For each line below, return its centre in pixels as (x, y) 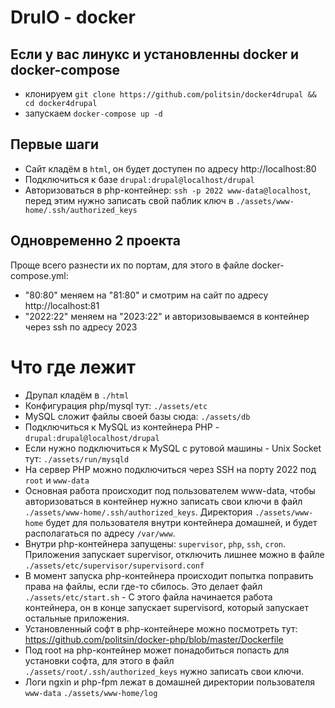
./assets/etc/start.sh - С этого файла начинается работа (148, 597)
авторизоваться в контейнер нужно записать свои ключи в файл (163, 501)
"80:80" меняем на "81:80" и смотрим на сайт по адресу (146, 295)
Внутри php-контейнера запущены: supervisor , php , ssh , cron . (155, 543)
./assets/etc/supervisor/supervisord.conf (114, 566)
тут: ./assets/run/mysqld (77, 458)
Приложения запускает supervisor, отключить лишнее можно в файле (174, 554)
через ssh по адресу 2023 (81, 327)
